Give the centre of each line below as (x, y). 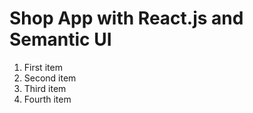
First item (43, 67)
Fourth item (47, 99)
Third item (45, 88)
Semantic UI (60, 39)
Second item (50, 78)
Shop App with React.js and (126, 18)
